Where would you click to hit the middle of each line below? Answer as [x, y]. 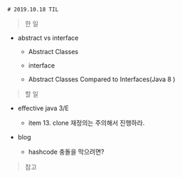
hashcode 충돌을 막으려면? [66, 152]
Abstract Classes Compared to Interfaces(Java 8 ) [102, 79]
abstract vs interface [48, 38]
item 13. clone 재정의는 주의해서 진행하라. [86, 123]
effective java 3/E [43, 108]
